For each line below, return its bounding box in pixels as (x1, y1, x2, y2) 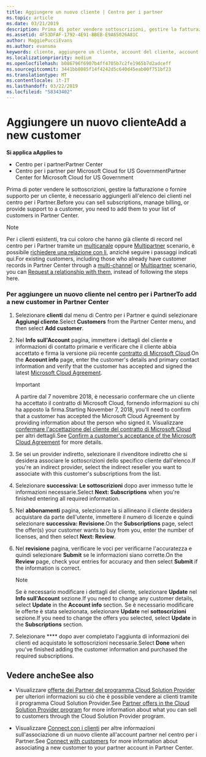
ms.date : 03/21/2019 (6, 20, 59, 26)
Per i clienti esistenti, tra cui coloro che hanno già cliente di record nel (6, 235, 183, 243)
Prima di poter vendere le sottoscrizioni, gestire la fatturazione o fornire (6, 185, 187, 193)
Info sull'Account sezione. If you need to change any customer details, (15, 595, 194, 602)
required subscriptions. (15, 652, 75, 660)
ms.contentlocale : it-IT (6, 77, 70, 83)
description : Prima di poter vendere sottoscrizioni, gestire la (6, 26, 177, 33)
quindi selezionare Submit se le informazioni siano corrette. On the (15, 551, 183, 559)
